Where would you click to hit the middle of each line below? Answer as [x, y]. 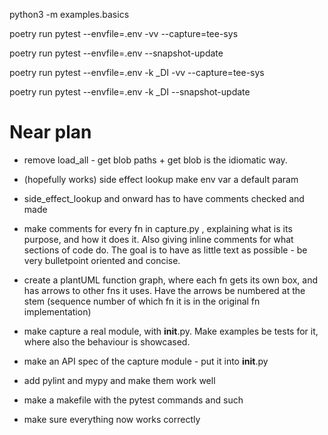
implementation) [57, 311]
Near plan [50, 132]
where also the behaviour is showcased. [107, 341]
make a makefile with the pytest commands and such [133, 400]
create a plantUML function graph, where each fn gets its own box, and [171, 280]
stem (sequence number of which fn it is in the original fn [142, 301]
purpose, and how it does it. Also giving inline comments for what [158, 239]
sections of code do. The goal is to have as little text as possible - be [165, 250]
